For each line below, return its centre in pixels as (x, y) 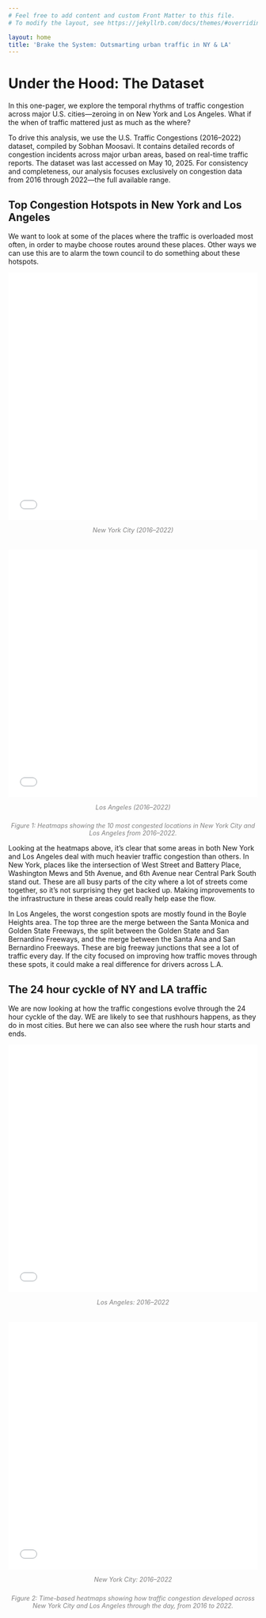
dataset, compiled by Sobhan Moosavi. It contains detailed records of (122, 147)
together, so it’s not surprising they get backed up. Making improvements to (131, 890)
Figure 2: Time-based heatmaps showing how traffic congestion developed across (133, 1598)
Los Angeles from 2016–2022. (133, 834)
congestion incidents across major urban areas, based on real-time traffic (128, 154)
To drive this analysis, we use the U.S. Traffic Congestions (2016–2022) (125, 138)
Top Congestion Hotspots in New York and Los (125, 205)
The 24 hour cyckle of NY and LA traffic (108, 990)
